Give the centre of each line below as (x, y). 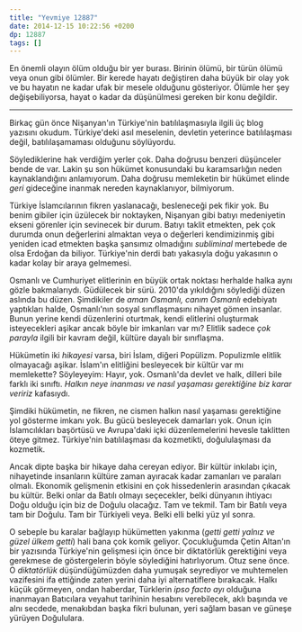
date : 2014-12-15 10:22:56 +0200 (72, 26)
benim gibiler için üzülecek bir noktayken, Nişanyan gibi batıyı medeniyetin (147, 215)
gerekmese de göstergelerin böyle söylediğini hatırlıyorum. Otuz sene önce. (150, 561)
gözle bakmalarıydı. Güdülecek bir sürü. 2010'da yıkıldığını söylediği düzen (147, 290)
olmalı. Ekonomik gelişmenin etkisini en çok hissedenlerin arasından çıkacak (150, 486)
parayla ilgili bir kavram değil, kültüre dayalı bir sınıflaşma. (117, 338)
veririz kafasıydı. (40, 393)
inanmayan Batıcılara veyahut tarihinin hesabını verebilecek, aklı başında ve (148, 599)
